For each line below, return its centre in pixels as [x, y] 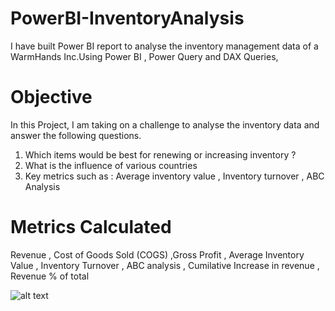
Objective [51, 97]
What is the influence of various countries [111, 165]
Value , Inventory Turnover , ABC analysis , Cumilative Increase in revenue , [165, 265]
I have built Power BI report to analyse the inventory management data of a [164, 46]
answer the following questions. [76, 135]
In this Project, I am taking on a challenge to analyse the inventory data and [165, 124]
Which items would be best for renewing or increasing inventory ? [160, 154]
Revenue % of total [50, 276]
